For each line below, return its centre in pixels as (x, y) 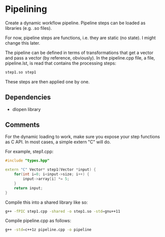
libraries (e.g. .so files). (28, 28)
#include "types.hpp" (27, 161)
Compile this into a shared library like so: (46, 202)
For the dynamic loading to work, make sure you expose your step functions (82, 137)
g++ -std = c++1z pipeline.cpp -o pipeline (48, 230)
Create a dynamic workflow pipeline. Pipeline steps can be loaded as (75, 23)
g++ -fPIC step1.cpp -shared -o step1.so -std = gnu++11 (63, 211)
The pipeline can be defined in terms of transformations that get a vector (79, 53)
